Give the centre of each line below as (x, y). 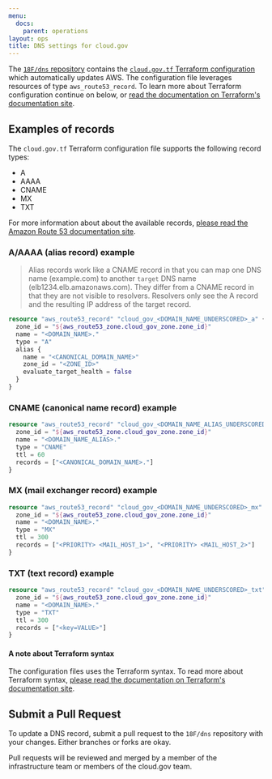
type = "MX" (36, 530)
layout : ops (28, 38)
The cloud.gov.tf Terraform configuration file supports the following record (135, 148)
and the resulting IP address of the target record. (110, 304)
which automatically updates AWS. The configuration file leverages (120, 78)
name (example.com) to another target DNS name (112, 279)
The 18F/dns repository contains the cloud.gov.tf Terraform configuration (132, 69)
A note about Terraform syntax (62, 653)
